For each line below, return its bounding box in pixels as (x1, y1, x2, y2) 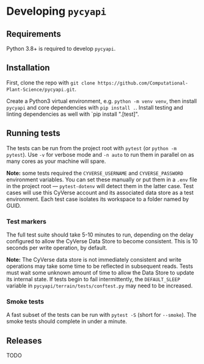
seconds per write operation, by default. (6, 244, 107, 251)
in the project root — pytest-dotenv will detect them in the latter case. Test (6, 182, 194, 189)
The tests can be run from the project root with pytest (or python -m (6, 144, 177, 151)
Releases (6, 335, 42, 346)
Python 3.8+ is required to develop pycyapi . (6, 45, 116, 52)
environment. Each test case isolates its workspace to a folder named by (6, 195, 189, 203)
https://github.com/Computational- (97, 80, 188, 86)
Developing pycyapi (6, 4, 107, 18)
